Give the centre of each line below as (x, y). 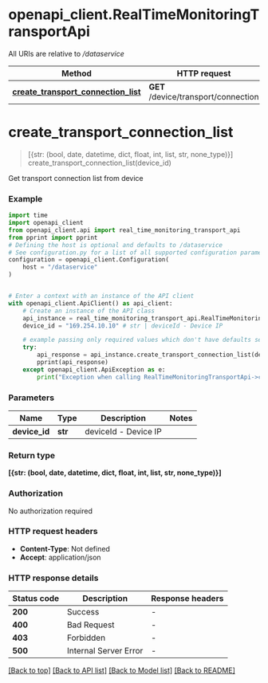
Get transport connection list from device (76, 178)
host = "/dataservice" (60, 267)
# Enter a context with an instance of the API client (101, 296)
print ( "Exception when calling (89, 377)
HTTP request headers (53, 532)
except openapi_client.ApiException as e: (94, 369)
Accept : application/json (60, 557)
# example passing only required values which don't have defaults (137, 340)
